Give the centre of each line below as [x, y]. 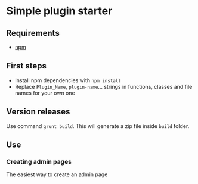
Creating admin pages [39, 161]
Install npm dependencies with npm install [68, 80]
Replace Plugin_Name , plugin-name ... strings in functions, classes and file [103, 86]
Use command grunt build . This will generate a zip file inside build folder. [98, 126]
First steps [26, 66]
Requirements [33, 33]
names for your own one [45, 93]
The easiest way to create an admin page [57, 174]
